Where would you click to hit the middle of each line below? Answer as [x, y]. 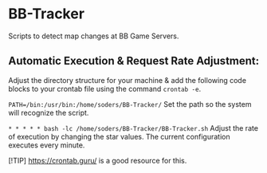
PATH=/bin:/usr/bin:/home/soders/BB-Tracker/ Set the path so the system [130, 104]
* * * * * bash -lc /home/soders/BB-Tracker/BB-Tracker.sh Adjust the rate [133, 128]
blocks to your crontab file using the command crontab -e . [105, 88]
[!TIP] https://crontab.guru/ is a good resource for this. [98, 160]
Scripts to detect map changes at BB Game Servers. [94, 36]
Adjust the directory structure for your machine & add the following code [128, 80]
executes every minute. [47, 145]
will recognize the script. [49, 112]
